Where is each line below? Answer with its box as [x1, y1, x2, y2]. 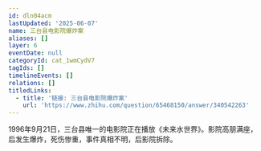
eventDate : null [8, 49, 63, 57]
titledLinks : [8, 86, 52, 95]
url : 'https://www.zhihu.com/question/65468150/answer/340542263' [22, 101, 250, 109]
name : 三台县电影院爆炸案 [8, 27, 84, 35]
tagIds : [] [8, 64, 45, 72]
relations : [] [8, 79, 56, 87]
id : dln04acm [8, 11, 52, 20]
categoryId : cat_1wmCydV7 [8, 57, 95, 65]
